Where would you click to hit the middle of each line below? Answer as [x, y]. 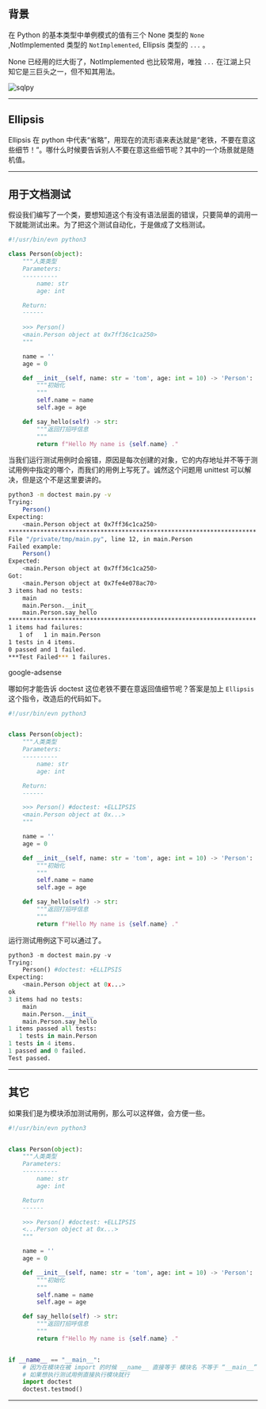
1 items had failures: [46, 628]
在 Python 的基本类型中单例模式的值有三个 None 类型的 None [106, 35]
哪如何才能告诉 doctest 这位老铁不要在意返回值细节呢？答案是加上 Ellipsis [131, 689]
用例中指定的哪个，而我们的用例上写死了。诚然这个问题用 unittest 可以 [129, 470]
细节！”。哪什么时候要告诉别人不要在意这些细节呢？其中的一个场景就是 [131, 150]
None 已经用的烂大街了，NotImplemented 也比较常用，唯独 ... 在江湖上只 [130, 61]
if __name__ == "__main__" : [55, 1360]
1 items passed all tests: [53, 1029]
